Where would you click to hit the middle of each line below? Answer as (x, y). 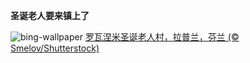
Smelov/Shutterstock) (55, 48)
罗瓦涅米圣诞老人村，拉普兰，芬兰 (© (162, 37)
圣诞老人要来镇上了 (50, 15)
